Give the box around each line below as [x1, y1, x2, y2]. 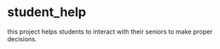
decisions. [7, 34, 37, 43]
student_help [7, 4, 86, 20]
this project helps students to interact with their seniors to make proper [7, 27, 213, 36]
